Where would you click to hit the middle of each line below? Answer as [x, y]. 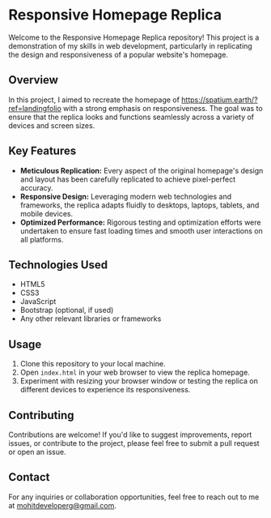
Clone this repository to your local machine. [93, 364]
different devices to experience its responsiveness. [105, 390]
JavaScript [38, 302]
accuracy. [37, 187]
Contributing [41, 415]
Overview [34, 80]
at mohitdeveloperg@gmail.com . [63, 505]
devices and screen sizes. [52, 125]
